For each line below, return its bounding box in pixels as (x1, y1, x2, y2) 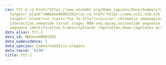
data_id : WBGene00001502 (5, 35, 56, 40)
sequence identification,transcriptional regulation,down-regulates (9, 25, 154, 30)
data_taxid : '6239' (5, 48, 45, 53)
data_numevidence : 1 (5, 39, 48, 44)
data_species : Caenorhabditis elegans (5, 43, 85, 48)
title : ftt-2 (5, 52, 32, 58)
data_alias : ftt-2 (5, 30, 43, 35)
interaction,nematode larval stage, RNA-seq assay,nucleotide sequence (9, 21, 161, 26)
